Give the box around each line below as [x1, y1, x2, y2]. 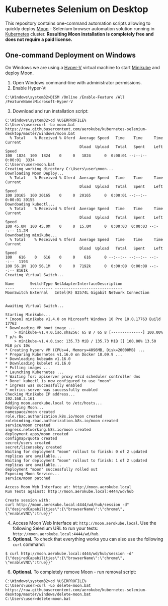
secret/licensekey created [5, 444, 62, 450]
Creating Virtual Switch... [5, 272, 64, 277]
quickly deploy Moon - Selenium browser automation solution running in [5, 25, 155, 31]
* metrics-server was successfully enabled [5, 387, 98, 392]
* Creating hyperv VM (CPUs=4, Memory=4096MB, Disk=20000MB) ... [5, 347, 145, 352]
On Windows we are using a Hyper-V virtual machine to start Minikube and [5, 64, 160, 70]
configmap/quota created [5, 436, 57, 441]
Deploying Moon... [5, 405, 44, 410]
